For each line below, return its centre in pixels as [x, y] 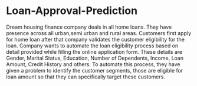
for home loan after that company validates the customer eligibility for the [95, 39]
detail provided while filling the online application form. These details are [94, 51]
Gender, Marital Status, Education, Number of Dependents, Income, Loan [95, 58]
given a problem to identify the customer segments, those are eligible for [95, 70]
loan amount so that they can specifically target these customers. [86, 77]
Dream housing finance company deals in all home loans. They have [89, 27]
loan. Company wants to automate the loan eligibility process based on [92, 46]
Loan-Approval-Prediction [72, 11]
